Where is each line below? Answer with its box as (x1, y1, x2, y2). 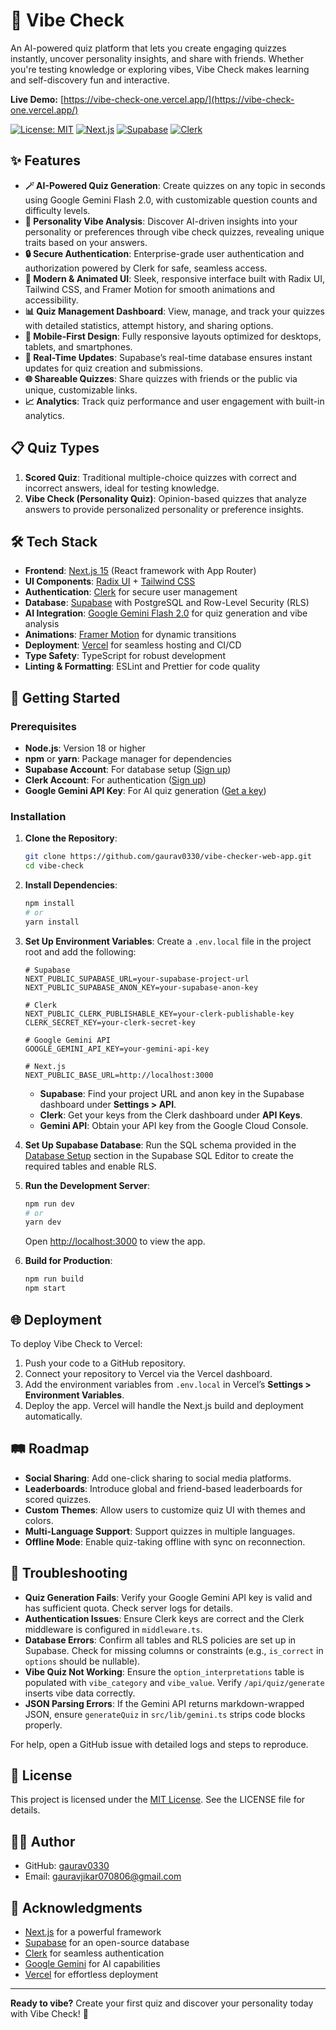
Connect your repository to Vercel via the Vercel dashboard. (24, 1367, 273, 1379)
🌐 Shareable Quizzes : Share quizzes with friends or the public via (24, 372, 298, 384)
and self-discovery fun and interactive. (10, 74, 170, 86)
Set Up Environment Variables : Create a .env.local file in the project (24, 935, 312, 947)
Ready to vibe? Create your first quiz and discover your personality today (10, 1997, 314, 2009)
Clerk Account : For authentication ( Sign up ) (24, 774, 207, 786)
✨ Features (10, 152, 81, 169)
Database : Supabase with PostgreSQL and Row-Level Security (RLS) (24, 597, 310, 609)
